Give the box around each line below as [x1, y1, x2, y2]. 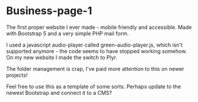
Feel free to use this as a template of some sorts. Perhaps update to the [6, 83, 181, 90]
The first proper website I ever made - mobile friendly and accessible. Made [6, 24, 192, 31]
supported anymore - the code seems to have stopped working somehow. [6, 47, 187, 54]
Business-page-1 [6, 4, 92, 18]
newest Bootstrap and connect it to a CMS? [6, 89, 113, 96]
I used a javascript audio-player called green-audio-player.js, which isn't [6, 41, 183, 48]
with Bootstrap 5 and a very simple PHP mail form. [6, 29, 129, 37]
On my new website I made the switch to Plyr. [6, 54, 117, 61]
